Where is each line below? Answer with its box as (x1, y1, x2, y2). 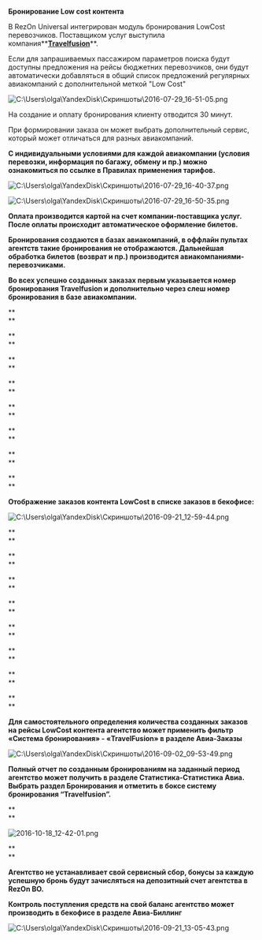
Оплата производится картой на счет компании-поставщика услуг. (8, 212, 242, 220)
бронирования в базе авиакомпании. (8, 292, 138, 301)
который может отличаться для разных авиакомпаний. (8, 133, 194, 143)
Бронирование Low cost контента (8, 7, 124, 16)
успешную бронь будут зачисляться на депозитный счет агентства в (8, 876, 248, 885)
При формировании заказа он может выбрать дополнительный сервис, (8, 125, 249, 134)
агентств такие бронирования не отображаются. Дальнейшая (8, 244, 224, 253)
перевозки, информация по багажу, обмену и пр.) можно (8, 157, 208, 167)
